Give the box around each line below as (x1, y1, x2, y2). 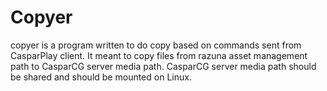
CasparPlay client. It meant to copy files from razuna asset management (10, 49, 308, 61)
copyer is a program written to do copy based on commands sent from (10, 39, 302, 51)
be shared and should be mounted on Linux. (10, 71, 192, 83)
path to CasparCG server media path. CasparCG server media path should (10, 60, 317, 72)
